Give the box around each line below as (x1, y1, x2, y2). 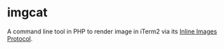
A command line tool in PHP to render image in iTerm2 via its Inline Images (7, 27, 217, 35)
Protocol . (7, 34, 33, 42)
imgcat (7, 5, 48, 20)
